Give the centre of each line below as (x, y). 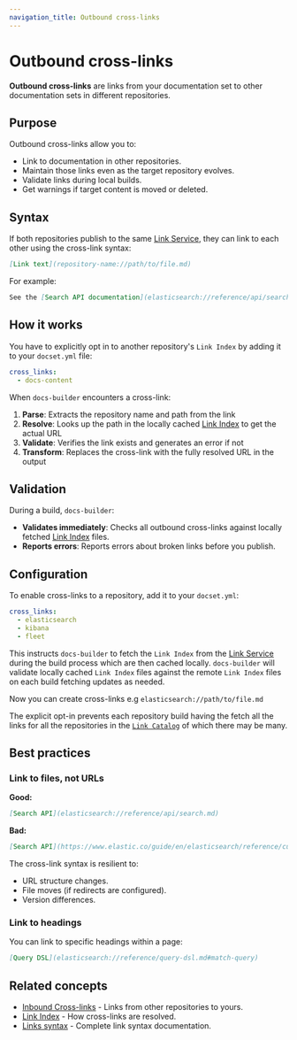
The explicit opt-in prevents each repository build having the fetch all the (141, 716)
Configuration (49, 574)
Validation (38, 489)
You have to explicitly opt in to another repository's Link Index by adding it (145, 346)
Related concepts (58, 986)
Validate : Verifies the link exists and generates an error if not (133, 443)
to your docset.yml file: (51, 356)
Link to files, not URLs (57, 778)
